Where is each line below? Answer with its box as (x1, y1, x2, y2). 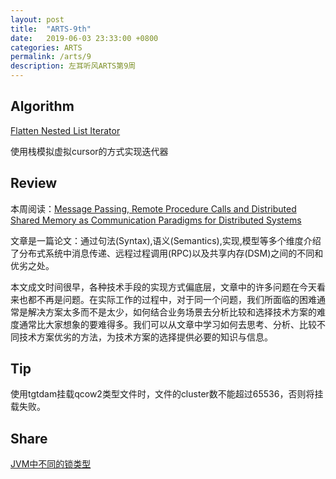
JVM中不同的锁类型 (10, 458, 92, 470)
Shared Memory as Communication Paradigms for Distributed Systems (10, 214, 302, 226)
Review (10, 175, 58, 192)
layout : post (10, 14, 65, 25)
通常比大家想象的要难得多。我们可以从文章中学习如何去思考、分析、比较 (18, 318, 317, 330)
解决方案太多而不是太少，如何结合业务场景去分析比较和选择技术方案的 (27, 306, 317, 318)
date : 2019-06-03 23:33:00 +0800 (10, 33, 159, 43)
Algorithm (10, 98, 75, 115)
